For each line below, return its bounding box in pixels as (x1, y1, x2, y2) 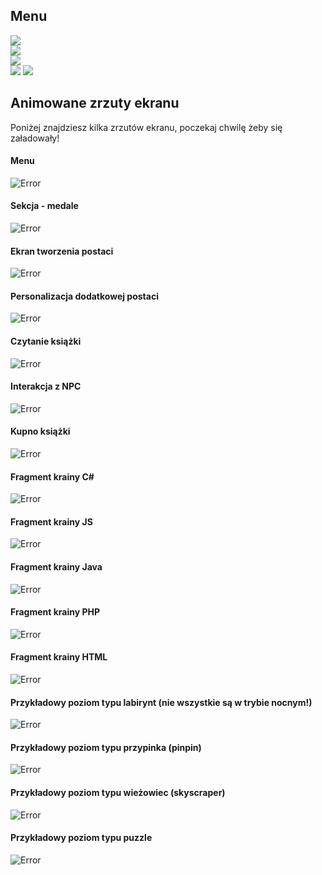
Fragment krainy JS (10, 515, 93, 528)
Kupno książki (10, 425, 71, 438)
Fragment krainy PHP (10, 606, 101, 618)
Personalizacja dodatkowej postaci (10, 290, 159, 302)
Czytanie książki (10, 335, 82, 348)
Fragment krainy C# (10, 470, 95, 483)
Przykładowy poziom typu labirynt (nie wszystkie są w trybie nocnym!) (10, 696, 313, 708)
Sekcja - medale (10, 200, 79, 212)
